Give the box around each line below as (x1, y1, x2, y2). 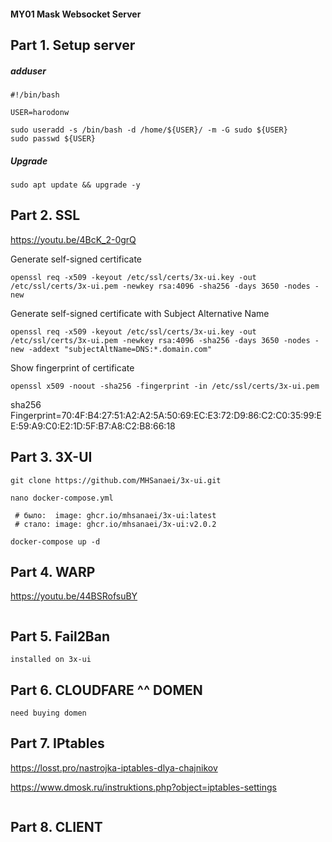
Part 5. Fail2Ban (10, 628, 111, 645)
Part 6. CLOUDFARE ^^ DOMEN (10, 681, 203, 699)
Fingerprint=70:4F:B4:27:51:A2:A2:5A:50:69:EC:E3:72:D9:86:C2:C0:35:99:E (10, 409, 323, 421)
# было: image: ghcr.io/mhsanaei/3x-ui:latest (14, 510, 217, 520)
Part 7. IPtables (10, 735, 105, 752)
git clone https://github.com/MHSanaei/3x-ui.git (10, 475, 222, 485)
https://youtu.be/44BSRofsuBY (10, 590, 138, 602)
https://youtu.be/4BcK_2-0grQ (10, 233, 137, 245)
